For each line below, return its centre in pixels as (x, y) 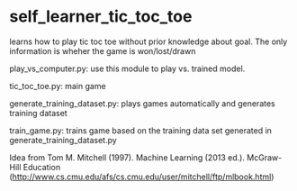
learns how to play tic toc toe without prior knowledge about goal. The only (148, 41)
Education (42, 167)
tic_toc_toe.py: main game (58, 86)
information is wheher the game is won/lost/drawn (103, 50)
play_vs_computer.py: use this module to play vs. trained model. (127, 68)
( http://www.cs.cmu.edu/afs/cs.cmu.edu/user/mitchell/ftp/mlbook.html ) (142, 177)
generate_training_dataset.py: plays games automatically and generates (143, 103)
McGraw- (265, 157)
